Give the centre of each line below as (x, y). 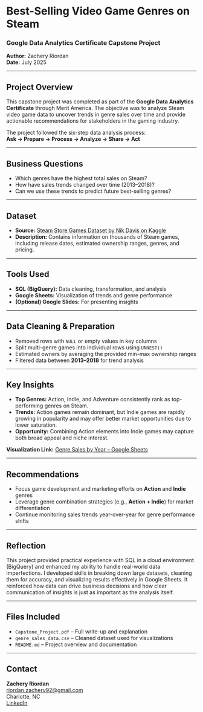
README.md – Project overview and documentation (76, 644)
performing (29, 406)
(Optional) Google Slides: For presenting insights (76, 302)
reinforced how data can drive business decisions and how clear (87, 586)
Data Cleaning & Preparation (61, 327)
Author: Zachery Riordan (37, 56)
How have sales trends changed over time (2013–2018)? (85, 185)
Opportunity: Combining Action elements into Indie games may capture (105, 432)
